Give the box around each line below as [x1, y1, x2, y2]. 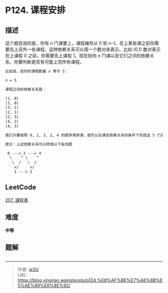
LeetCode [5, 183, 36, 192]
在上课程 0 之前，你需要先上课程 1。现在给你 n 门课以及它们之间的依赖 [5, 53, 150, 58]
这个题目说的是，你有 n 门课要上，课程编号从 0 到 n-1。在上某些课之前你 [5, 40, 155, 46]
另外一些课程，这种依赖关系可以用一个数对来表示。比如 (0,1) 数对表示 [18, 46, 161, 52]
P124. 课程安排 [5, 4, 66, 16]
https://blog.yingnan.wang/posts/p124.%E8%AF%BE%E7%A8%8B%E [17, 278, 163, 284]
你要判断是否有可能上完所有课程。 [13, 59, 84, 65]
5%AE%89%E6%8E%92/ [17, 283, 71, 289]
